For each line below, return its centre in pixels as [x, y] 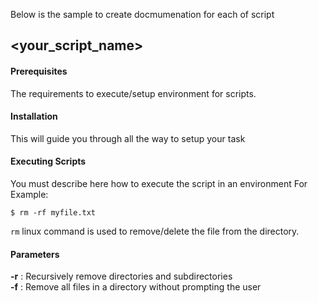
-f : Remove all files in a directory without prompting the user [136, 287]
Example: [29, 194]
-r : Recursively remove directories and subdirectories [121, 276]
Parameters [35, 254]
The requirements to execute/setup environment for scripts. [133, 93]
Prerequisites [39, 71]
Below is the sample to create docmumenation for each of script [142, 14]
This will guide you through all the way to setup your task [128, 138]
